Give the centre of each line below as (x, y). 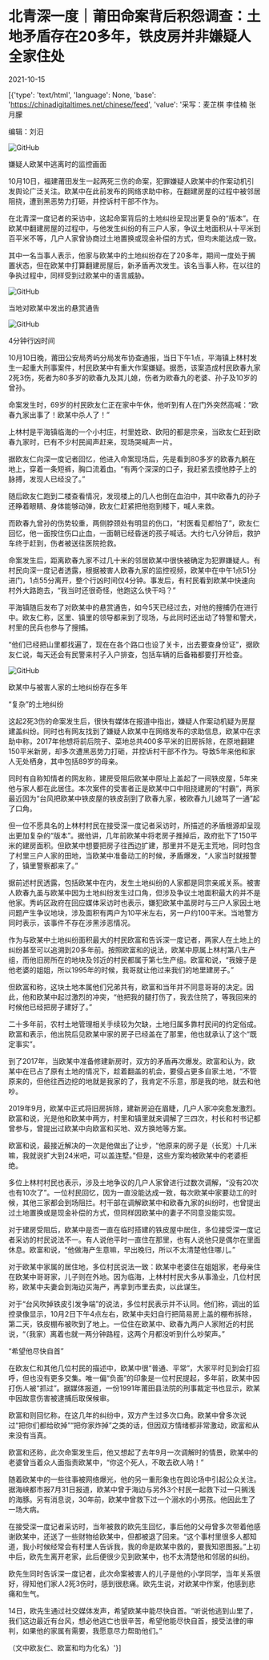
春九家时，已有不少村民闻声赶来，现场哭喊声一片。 (92, 441)
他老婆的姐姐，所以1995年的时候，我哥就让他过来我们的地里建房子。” (121, 970)
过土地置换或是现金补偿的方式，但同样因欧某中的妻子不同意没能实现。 (124, 1212)
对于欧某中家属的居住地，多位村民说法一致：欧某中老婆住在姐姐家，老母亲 (131, 1266)
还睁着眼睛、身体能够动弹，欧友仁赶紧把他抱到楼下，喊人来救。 (113, 505)
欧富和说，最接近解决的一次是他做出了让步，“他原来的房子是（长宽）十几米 (133, 1145)
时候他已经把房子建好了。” (50, 1007)
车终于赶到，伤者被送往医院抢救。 (64, 543)
